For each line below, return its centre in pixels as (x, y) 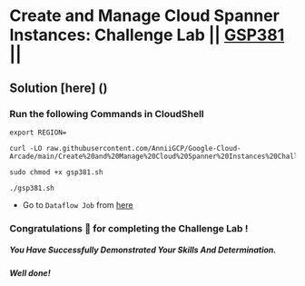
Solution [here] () (59, 88)
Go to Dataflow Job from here (78, 204)
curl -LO (26, 148)
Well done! (30, 272)
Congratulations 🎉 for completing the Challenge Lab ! (129, 228)
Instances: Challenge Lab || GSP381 (147, 35)
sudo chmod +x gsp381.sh (56, 172)
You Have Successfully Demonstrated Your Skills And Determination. (143, 250)
